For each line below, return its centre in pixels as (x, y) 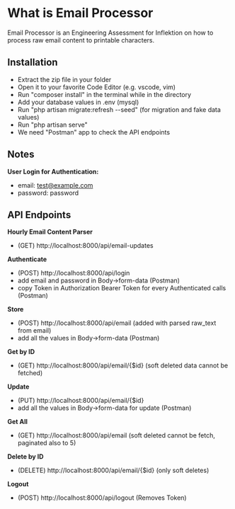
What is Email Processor (80, 13)
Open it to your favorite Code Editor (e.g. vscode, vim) (96, 87)
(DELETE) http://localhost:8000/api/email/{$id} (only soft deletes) (113, 470)
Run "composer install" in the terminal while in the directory (104, 94)
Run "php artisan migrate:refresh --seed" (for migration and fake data (119, 109)
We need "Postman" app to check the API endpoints (94, 132)
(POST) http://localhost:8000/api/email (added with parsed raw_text (117, 323)
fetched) (30, 373)
